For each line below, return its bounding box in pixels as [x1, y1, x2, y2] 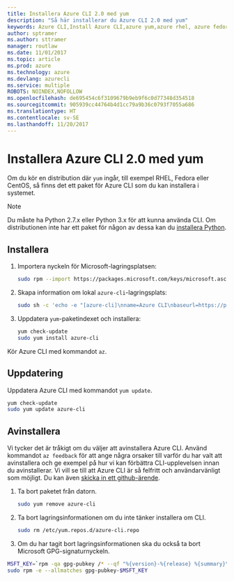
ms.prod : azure [7, 62, 52, 69]
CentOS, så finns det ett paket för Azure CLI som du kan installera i [7, 181, 200, 189]
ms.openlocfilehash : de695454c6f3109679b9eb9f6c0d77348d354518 [7, 95, 195, 102]
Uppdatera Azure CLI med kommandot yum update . [7, 386, 153, 394]
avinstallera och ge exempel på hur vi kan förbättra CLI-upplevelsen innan [7, 459, 219, 467]
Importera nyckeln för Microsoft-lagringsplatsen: [17, 262, 157, 271]
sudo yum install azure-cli [17, 334, 99, 341]
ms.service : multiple [7, 82, 70, 89]
